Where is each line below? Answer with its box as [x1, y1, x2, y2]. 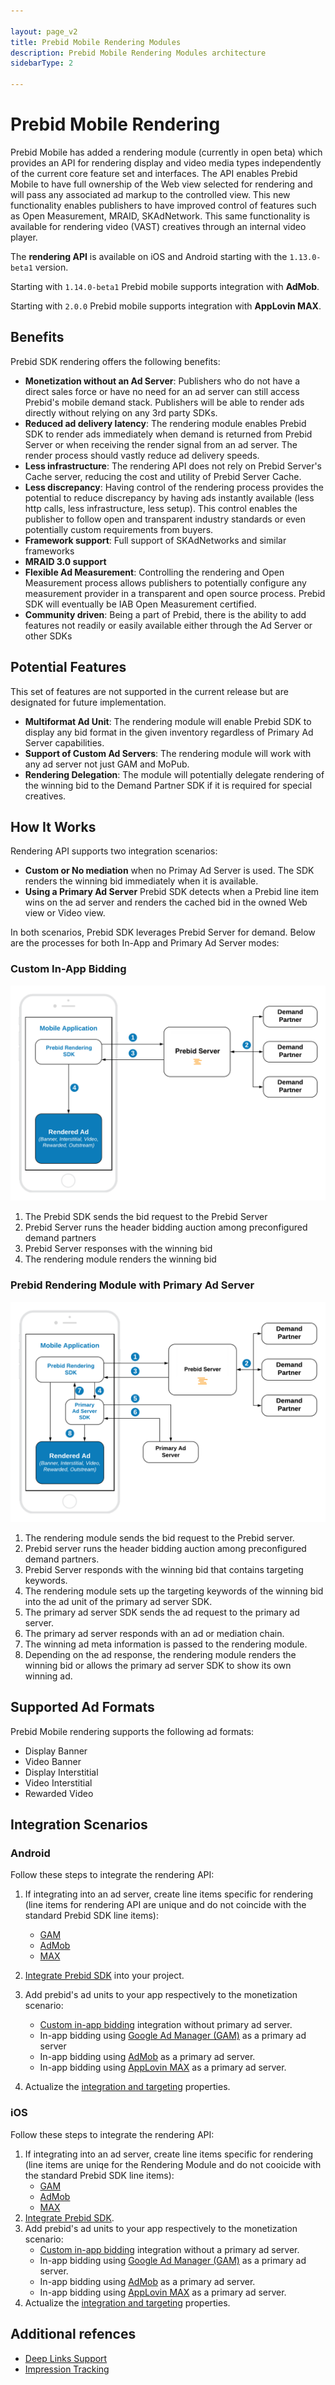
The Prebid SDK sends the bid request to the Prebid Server [24, 1211, 268, 1223]
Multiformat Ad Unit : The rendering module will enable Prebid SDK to [24, 715, 312, 727]
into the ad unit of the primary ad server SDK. [24, 1595, 213, 1607]
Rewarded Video [24, 1787, 94, 1799]
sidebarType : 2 [10, 58, 74, 69]
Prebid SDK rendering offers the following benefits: [10, 355, 221, 367]
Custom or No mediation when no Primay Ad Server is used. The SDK [24, 865, 315, 877]
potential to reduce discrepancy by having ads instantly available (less [24, 491, 315, 504]
